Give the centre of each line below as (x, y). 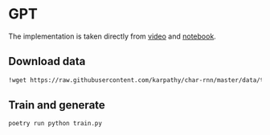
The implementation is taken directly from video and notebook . (112, 36)
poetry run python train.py (55, 124)
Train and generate (57, 105)
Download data (47, 61)
